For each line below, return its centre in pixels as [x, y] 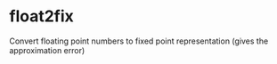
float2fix [41, 16]
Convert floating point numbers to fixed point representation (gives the [139, 41]
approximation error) [47, 50]
